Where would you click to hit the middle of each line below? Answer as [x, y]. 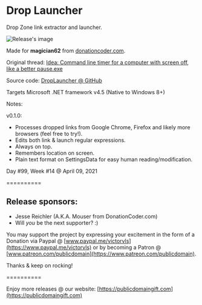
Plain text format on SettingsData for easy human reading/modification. [104, 159]
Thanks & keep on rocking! [40, 265]
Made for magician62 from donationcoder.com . [66, 50]
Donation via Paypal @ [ [36, 241]
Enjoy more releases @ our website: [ [53, 289]
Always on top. [34, 146]
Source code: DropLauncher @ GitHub [54, 80]
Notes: [15, 104]
